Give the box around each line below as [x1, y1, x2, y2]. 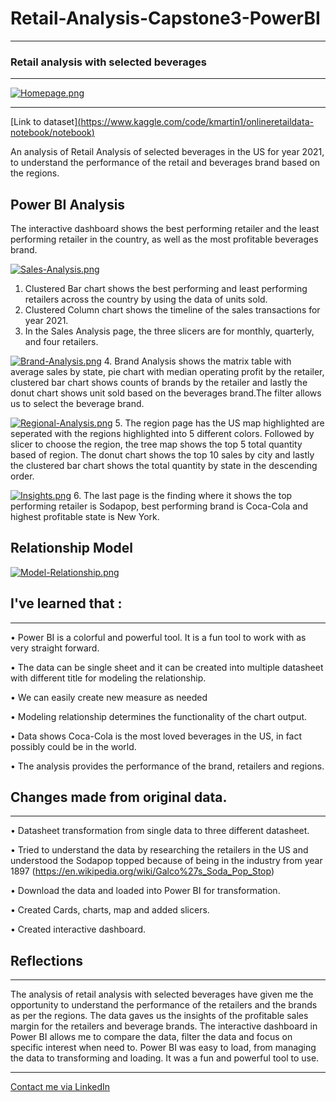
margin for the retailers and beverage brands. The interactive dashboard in [10, 1020, 318, 1032]
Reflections [10, 952, 84, 969]
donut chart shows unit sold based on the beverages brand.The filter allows [10, 387, 322, 399]
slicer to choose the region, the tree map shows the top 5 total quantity [10, 438, 303, 451]
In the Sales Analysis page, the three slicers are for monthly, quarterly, [24, 325, 315, 337]
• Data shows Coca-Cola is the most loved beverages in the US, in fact [10, 730, 303, 742]
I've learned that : [10, 595, 123, 612]
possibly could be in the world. [10, 740, 137, 752]
